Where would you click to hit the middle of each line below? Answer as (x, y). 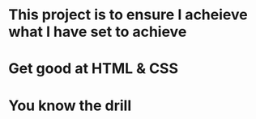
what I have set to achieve (98, 32)
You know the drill (70, 105)
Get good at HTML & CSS (94, 69)
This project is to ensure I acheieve (128, 15)
